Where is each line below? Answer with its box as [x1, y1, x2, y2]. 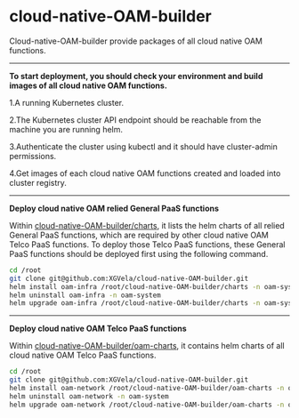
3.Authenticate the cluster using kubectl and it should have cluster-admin [9, 141, 278, 152]
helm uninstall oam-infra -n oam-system [9, 291, 162, 300]
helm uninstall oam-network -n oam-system [9, 391, 169, 401]
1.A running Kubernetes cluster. [9, 97, 125, 108]
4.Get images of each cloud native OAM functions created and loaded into [9, 167, 281, 179]
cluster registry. [9, 177, 67, 188]
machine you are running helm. [9, 124, 123, 134]
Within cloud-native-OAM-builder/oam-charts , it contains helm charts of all [9, 341, 285, 351]
